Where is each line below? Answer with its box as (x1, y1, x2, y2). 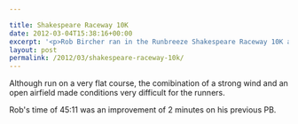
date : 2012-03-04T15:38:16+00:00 (9, 28, 133, 38)
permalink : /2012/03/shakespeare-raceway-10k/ (9, 54, 184, 63)
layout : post (9, 45, 58, 54)
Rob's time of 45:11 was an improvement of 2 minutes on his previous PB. (9, 105, 277, 115)
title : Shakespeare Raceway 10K (9, 20, 129, 29)
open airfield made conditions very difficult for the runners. (9, 88, 225, 98)
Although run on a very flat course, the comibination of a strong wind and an (9, 78, 288, 89)
